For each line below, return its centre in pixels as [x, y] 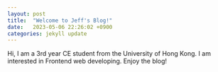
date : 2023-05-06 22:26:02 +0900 [60, 27]
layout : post [27, 14]
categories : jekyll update [47, 34]
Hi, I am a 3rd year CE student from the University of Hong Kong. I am [109, 54]
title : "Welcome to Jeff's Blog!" [60, 20]
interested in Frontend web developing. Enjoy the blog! [87, 61]
